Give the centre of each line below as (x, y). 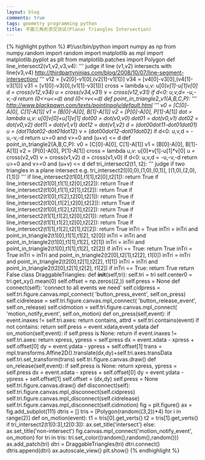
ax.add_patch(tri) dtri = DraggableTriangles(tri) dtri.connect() (83, 444)
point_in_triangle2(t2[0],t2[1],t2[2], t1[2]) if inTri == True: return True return (100, 268)
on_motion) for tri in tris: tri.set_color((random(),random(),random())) (93, 438)
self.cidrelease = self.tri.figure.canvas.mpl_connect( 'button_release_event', (102, 301)
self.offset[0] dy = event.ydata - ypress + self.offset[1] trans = (84, 347)
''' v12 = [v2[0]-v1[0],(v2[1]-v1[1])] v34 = (91, 79)
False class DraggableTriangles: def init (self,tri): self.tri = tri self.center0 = (99, 275)
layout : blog (23, 12)
